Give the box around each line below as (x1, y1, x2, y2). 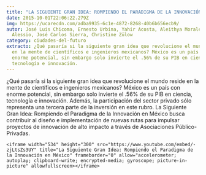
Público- (175, 123, 197, 130)
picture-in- (157, 157, 188, 163)
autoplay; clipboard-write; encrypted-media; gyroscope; (6, 157, 155, 163)
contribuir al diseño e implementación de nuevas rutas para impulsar (6, 116, 180, 123)
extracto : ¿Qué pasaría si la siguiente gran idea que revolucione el (6, 44, 191, 50)
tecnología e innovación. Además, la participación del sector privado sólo (6, 96, 192, 104)
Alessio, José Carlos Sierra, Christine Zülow (12, 32, 133, 38)
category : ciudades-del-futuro (6, 37, 86, 44)
